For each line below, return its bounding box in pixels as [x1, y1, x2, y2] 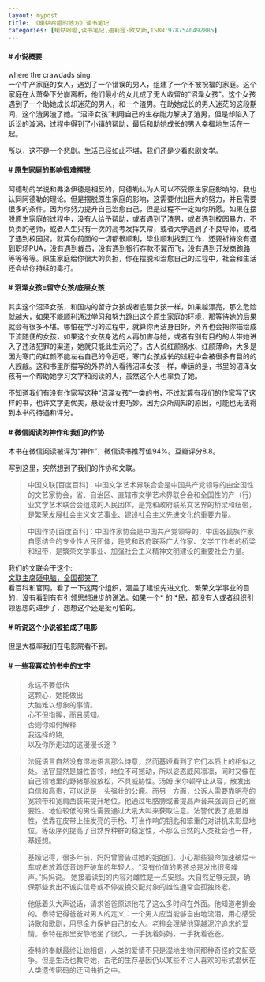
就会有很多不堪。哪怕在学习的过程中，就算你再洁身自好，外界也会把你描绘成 [8, 321, 257, 331]
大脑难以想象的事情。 [27, 700, 97, 709]
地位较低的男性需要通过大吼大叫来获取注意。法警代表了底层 [48, 806, 242, 815]
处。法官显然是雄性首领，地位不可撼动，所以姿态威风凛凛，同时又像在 [27, 766, 256, 775]
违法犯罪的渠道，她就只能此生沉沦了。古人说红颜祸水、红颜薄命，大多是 [21, 341, 257, 351]
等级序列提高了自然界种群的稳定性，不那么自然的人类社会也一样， [41, 825, 256, 835]
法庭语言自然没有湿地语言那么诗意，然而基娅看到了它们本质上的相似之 [27, 756, 256, 766]
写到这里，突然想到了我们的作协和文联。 [8, 464, 140, 473]
